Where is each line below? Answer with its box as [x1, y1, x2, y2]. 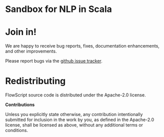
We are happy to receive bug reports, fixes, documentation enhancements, [5, 43, 160, 49]
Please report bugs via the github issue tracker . [5, 58, 102, 64]
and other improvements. [5, 48, 57, 54]
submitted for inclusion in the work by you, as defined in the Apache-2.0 [5, 116, 154, 123]
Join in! [5, 26, 36, 38]
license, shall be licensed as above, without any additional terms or [5, 122, 143, 128]
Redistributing [5, 75, 66, 87]
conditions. [5, 127, 28, 133]
